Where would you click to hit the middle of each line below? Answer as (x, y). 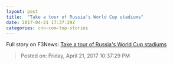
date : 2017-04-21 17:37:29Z (41, 22)
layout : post (22, 11)
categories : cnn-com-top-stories (47, 28)
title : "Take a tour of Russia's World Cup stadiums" (75, 17)
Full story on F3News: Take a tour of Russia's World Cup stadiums (86, 45)
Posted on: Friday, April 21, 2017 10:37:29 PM (75, 56)
